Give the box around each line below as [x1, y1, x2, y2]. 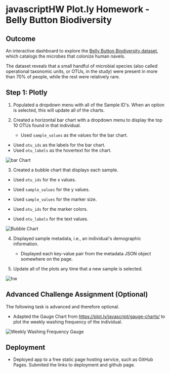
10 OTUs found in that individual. [13, 122, 81, 128]
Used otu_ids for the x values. [13, 176, 76, 182]
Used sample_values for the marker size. [13, 196, 97, 202]
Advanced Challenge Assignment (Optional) [6, 290, 148, 299]
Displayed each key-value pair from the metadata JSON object [20, 250, 151, 256]
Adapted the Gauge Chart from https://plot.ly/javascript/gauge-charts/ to [13, 313, 165, 319]
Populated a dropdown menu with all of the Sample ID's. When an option [13, 102, 165, 108]
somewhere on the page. [20, 256, 73, 262]
